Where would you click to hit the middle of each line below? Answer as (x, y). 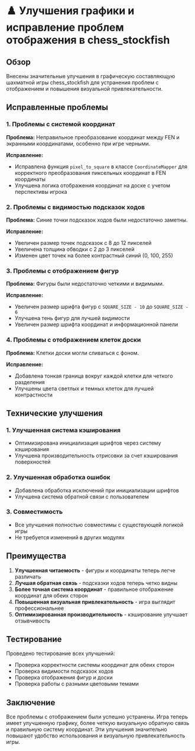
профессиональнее (39, 608)
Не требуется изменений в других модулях (70, 537)
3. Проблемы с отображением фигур (63, 271)
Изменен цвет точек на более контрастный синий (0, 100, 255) (94, 255)
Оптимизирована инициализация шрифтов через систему (88, 443)
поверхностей (32, 462)
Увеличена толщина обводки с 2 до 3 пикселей (74, 249)
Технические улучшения (55, 413)
